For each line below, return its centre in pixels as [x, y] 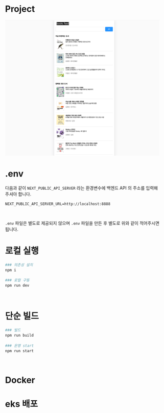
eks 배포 [22, 404]
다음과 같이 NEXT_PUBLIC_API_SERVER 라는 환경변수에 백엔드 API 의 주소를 [75, 188]
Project [20, 9]
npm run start [20, 351]
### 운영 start [20, 346]
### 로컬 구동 [17, 280]
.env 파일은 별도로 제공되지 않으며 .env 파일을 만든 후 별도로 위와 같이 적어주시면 [82, 223]
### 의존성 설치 [19, 265]
